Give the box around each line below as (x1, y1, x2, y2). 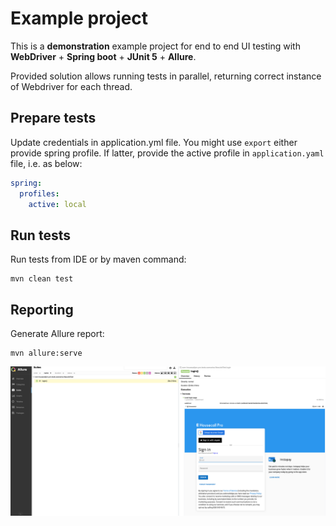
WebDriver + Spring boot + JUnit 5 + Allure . (10, 50, 197, 62)
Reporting (10, 301, 74, 318)
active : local (28, 199, 87, 209)
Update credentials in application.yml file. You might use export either (10, 136, 298, 148)
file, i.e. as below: (10, 157, 83, 169)
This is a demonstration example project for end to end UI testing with (10, 40, 301, 52)
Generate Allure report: (10, 328, 105, 339)
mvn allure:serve (10, 348, 83, 358)
